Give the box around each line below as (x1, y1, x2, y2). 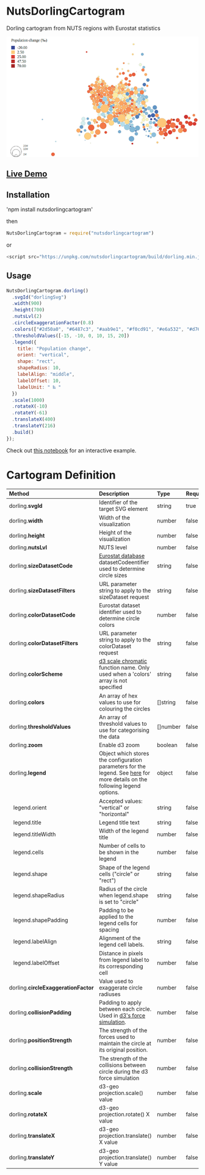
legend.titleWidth (13, 830, 56, 837)
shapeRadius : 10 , (17, 365, 62, 371)
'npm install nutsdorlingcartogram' (6, 206, 93, 213)
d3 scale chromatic (98, 657, 148, 665)
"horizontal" (98, 810, 129, 817)
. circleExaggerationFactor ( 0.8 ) (12, 320, 95, 326)
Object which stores (98, 750, 149, 757)
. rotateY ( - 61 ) (12, 410, 48, 416)
